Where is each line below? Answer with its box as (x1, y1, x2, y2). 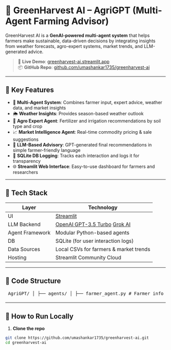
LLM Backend (8, 220, 41, 228)
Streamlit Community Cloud (55, 254, 122, 261)
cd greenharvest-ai (5, 340, 47, 345)
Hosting (8, 254, 27, 261)
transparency (12, 158, 41, 164)
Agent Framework (8, 229, 51, 236)
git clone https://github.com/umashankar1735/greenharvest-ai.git (5, 335, 149, 341)
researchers (12, 169, 38, 175)
